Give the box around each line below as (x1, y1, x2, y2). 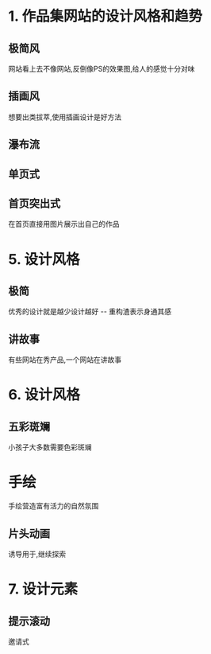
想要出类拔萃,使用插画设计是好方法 (8, 112, 122, 122)
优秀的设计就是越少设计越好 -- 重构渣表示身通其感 (8, 307, 172, 317)
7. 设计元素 (8, 580, 78, 598)
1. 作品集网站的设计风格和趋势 (8, 7, 203, 25)
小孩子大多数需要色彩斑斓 (8, 442, 92, 452)
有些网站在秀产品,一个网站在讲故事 (8, 355, 122, 364)
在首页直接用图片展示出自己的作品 (8, 220, 120, 229)
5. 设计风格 (8, 250, 80, 268)
